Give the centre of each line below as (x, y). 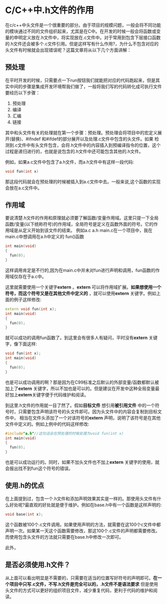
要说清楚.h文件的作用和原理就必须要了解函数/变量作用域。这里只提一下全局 (82, 218)
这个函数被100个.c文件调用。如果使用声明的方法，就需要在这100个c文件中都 (83, 524)
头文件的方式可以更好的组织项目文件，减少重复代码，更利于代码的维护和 (79, 590)
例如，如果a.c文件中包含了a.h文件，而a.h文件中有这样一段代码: (70, 162)
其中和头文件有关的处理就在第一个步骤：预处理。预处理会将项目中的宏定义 (81, 132)
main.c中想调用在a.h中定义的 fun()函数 (45, 237)
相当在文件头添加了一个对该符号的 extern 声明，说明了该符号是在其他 (90, 418)
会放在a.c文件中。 (24, 188)
